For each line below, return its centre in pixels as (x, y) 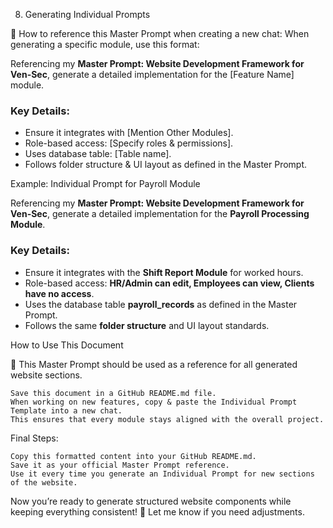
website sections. (46, 375)
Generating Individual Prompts (87, 14)
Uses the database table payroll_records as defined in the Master (161, 304)
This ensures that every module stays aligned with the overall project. (167, 419)
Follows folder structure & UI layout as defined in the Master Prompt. (166, 165)
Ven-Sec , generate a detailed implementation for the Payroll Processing (160, 214)
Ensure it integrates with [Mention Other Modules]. (129, 133)
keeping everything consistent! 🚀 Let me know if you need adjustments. (157, 511)
